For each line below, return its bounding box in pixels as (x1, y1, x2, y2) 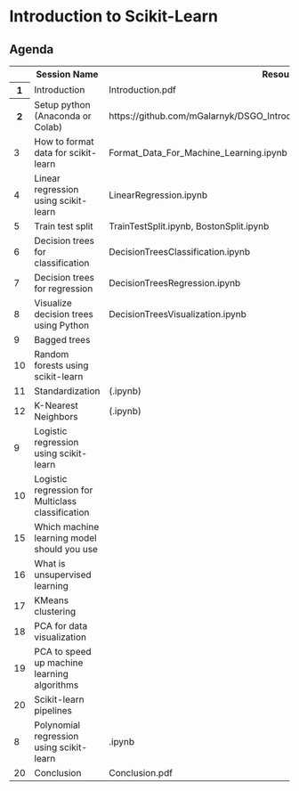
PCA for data (34, 620, 88, 632)
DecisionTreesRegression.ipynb (108, 277, 241, 289)
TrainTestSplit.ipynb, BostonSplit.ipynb (108, 220, 270, 232)
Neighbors (34, 411, 78, 422)
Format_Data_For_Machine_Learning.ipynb (108, 147, 287, 159)
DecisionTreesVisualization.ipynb (108, 308, 247, 320)
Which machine (34, 521, 100, 533)
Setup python (34, 99, 91, 110)
